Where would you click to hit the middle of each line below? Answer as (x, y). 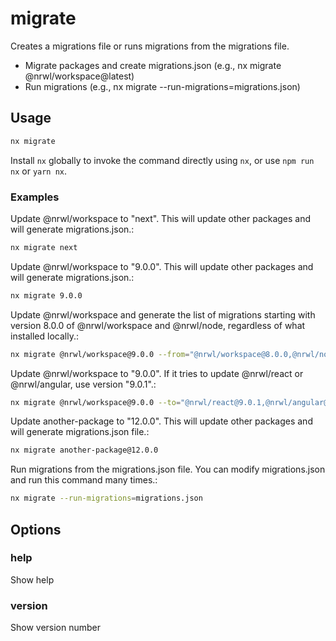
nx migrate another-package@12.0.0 (84, 450)
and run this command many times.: (84, 480)
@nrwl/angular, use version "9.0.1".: (83, 384)
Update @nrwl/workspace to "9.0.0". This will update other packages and (162, 266)
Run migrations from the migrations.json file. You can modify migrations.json (168, 469)
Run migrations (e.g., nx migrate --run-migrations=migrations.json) (162, 86)
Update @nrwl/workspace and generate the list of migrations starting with (163, 314)
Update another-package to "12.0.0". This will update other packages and (161, 421)
